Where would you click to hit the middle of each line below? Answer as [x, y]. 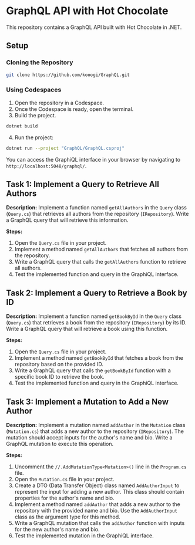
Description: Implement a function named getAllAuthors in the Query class [96, 208]
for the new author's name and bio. [57, 529]
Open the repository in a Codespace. [59, 103]
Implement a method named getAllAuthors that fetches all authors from [101, 249]
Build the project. [35, 115]
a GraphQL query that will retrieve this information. [67, 220]
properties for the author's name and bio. [64, 498]
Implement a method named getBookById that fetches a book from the [99, 358]
